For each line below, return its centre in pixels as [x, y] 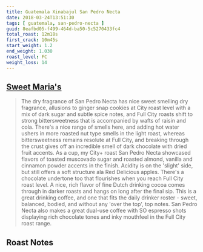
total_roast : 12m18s [32, 34]
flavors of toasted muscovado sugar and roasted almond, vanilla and [107, 159]
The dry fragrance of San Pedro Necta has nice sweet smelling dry [105, 102]
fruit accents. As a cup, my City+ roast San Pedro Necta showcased [106, 153]
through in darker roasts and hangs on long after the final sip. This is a [109, 192]
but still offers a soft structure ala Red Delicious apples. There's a [102, 172]
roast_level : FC [27, 57]
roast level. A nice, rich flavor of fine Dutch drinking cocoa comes [103, 185]
